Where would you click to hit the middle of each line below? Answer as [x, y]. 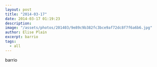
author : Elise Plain [26, 32]
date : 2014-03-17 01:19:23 [33, 19]
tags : [11, 42]
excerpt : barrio [22, 37]
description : [18, 23]
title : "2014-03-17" [26, 14]
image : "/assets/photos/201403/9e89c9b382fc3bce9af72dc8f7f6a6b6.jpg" [79, 28]
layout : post [18, 10]
